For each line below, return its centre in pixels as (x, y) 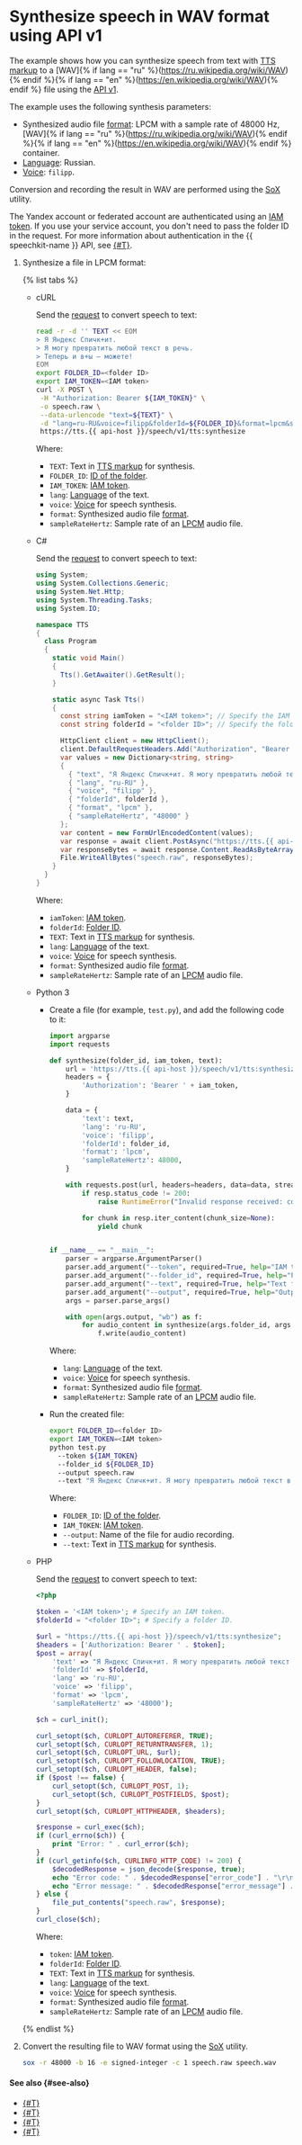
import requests (80, 1044)
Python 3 (53, 992)
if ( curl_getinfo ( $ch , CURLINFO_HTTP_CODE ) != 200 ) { (138, 1861)
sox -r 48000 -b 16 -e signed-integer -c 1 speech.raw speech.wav (149, 2062)
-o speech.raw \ (71, 407)
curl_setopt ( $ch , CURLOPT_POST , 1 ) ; (121, 1786)
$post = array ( (64, 1653)
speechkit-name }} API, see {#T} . (71, 245)
